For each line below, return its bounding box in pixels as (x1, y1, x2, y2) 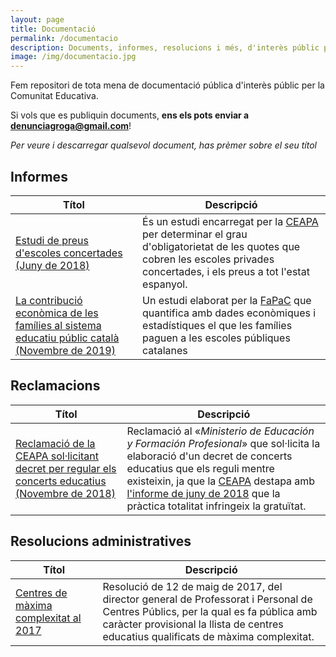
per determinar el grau (142, 227, 248, 241)
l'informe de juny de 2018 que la (126, 486, 281, 500)
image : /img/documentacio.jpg (10, 52, 137, 62)
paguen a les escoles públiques (142, 331, 291, 345)
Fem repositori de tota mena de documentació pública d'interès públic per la (10, 79, 325, 91)
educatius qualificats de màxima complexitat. (102, 629, 315, 643)
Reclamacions (10, 377, 101, 395)
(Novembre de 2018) (15, 486, 116, 500)
